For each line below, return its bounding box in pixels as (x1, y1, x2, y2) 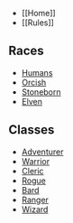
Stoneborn (21, 86, 61, 98)
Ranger (21, 194, 49, 205)
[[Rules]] (21, 17, 55, 28)
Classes (8, 122, 55, 138)
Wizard (21, 203, 49, 215)
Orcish (21, 77, 47, 88)
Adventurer (21, 146, 64, 157)
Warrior (21, 155, 50, 166)
